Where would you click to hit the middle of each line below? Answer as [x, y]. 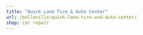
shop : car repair [28, 23]
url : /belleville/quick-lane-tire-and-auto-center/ [71, 17]
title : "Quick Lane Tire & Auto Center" [57, 12]
